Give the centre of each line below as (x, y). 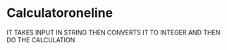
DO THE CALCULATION (41, 39)
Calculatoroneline (60, 13)
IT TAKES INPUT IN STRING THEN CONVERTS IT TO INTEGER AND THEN (114, 32)
